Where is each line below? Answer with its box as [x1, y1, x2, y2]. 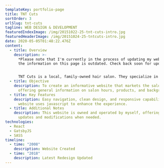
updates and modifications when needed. [18, 115, 102, 120]
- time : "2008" [9, 142, 41, 147]
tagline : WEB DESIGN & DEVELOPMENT [5, 25, 78, 30]
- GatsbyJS [9, 128, 32, 134]
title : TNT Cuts [5, 12, 38, 17]
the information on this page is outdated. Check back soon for [18, 61, 152, 66]
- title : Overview [9, 48, 47, 52]
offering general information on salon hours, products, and [18, 88, 145, 93]
